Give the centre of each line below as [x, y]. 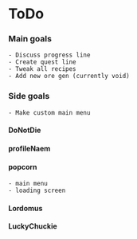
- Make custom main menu [49, 112]
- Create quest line [43, 62]
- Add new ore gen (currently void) [69, 76]
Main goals [30, 39]
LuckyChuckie [33, 226]
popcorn [23, 167]
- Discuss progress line [49, 55]
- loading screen [37, 191]
